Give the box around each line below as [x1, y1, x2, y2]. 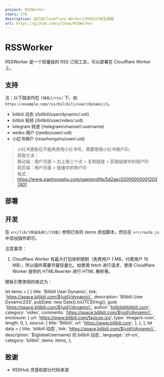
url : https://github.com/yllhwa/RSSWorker [5, 21, 93, 26]
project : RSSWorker [5, 7, 45, 12]
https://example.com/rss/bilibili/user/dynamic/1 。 [5, 101, 113, 107]
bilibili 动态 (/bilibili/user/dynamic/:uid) [12, 111, 90, 117]
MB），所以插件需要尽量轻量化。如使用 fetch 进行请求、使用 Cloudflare [12, 262, 155, 268]
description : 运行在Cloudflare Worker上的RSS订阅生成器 [5, 16, 114, 21]
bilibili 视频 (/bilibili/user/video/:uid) [12, 117, 83, 123]
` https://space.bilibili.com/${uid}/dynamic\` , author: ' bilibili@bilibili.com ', [5, 304, 150, 310]
